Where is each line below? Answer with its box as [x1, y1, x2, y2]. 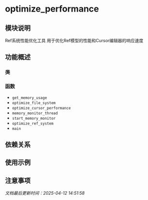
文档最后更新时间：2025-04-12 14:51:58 [5, 190, 85, 196]
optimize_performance [5, 3, 99, 15]
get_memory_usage [12, 95, 47, 100]
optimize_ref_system [12, 121, 54, 126]
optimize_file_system [12, 100, 56, 105]
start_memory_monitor [12, 116, 56, 121]
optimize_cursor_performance [12, 106, 71, 110]
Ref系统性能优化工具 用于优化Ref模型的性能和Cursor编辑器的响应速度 [5, 38, 144, 43]
